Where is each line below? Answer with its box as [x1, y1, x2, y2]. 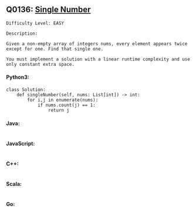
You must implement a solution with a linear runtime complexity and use [6, 56, 191, 62]
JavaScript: [6, 140, 35, 147]
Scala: [6, 180, 22, 187]
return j [48, 107, 69, 113]
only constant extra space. [6, 61, 75, 67]
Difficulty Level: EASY [6, 20, 65, 26]
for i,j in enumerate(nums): [27, 97, 99, 103]
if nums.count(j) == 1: [37, 102, 96, 108]
